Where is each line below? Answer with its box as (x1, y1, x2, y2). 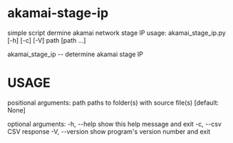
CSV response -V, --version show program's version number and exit (7, 127, 211, 136)
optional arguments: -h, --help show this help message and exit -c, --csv (7, 120, 222, 128)
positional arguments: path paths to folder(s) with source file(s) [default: (7, 98, 219, 107)
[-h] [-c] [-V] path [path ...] (7, 36, 86, 44)
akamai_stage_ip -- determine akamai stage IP (7, 50, 144, 58)
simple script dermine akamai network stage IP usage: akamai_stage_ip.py (7, 28, 226, 37)
